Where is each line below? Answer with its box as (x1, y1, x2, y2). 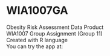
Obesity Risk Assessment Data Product (6, 23, 104, 31)
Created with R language (6, 36, 68, 43)
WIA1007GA (6, 4, 68, 17)
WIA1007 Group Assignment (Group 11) (6, 30, 103, 37)
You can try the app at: (6, 43, 63, 50)
